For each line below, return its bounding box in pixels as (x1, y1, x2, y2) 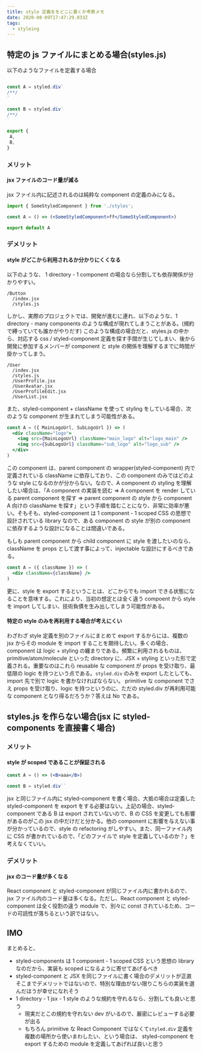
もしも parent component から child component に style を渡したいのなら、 (7, 537, 194, 545)
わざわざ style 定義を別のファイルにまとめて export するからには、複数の (7, 631, 189, 639)
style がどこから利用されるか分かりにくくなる (7, 256, 121, 264)
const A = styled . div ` (7, 84, 64, 90)
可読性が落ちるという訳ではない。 (17, 910, 102, 917)
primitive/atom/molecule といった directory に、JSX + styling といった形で (7, 654, 191, 662)
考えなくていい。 (7, 840, 49, 847)
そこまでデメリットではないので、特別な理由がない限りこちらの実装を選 (15, 979, 195, 987)
